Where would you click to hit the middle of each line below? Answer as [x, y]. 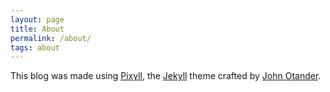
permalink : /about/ [51, 38]
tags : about [35, 47]
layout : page [37, 19]
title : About [37, 29]
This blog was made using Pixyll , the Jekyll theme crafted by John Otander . [166, 76]
